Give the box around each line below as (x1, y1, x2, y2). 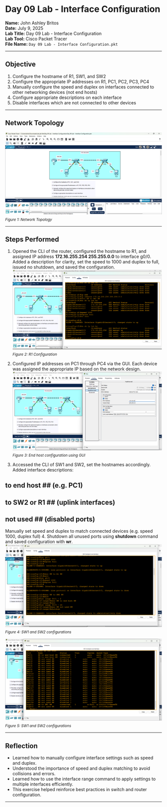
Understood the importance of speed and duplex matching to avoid (12, 765, 151, 771)
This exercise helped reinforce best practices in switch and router (12, 786, 147, 792)
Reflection (5, 741, 38, 750)
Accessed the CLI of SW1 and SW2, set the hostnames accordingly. (12, 461, 151, 468)
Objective (5, 60, 36, 69)
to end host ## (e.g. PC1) (5, 481, 83, 490)
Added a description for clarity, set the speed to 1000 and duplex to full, (12, 259, 160, 265)
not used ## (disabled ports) (5, 515, 95, 524)
